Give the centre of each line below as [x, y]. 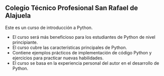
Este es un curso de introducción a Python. [49, 27]
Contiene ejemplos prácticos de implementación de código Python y [82, 52]
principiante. [25, 42]
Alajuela [18, 16]
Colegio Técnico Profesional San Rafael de [72, 8]
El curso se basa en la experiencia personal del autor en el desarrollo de [86, 63]
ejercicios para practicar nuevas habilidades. [58, 58]
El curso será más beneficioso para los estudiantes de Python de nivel [84, 37]
